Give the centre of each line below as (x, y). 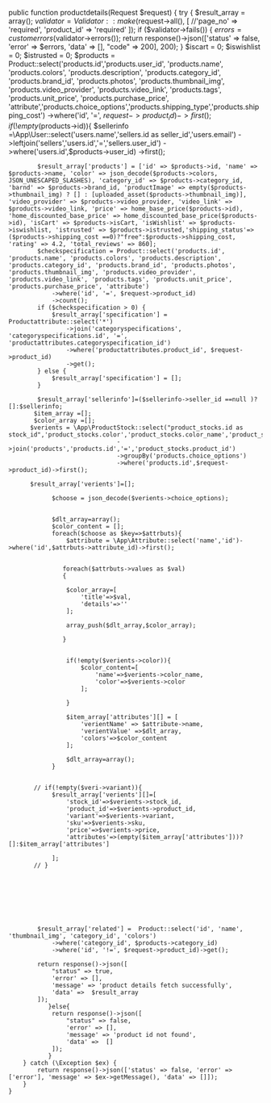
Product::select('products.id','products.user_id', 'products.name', (116, 64)
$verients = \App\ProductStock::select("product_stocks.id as (136, 428)
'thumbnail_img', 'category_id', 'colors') (83, 936)
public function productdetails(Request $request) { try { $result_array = (127, 13)
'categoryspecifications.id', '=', (68, 336)
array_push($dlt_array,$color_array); (131, 625)
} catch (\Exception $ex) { (70, 1063)
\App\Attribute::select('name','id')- (178, 541)
